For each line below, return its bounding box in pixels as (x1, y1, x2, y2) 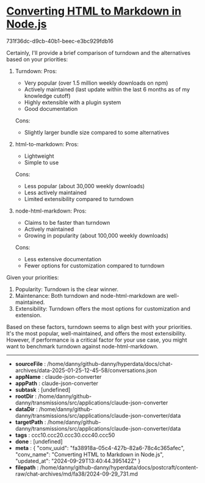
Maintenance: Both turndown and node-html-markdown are (15, 292, 166, 299)
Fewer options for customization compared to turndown (24, 262, 165, 269)
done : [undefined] (15, 437, 63, 445)
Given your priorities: (6, 273, 59, 281)
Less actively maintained (24, 189, 87, 196)
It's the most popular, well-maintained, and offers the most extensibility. (6, 330, 187, 337)
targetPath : (15, 418, 46, 426)
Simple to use (24, 158, 59, 166)
